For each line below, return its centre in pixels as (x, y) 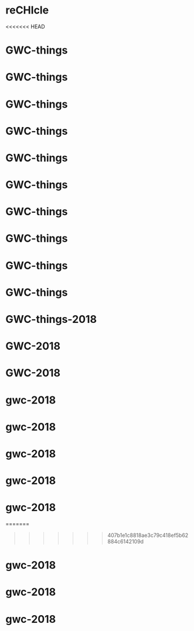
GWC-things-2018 (51, 319)
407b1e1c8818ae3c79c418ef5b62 (148, 535)
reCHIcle (27, 10)
